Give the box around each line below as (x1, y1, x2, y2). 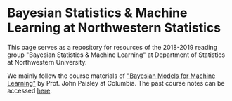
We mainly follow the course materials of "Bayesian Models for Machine (7, 72, 216, 80)
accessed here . (7, 86, 53, 95)
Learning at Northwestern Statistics (7, 20, 221, 36)
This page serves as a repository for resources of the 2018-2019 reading (7, 43, 218, 51)
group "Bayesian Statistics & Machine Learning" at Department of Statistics (7, 50, 226, 59)
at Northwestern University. (7, 58, 87, 66)
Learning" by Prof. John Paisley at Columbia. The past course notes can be (7, 79, 225, 87)
